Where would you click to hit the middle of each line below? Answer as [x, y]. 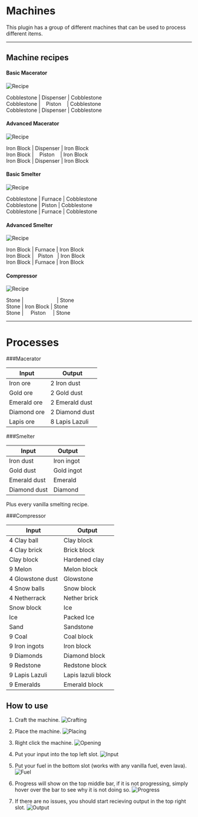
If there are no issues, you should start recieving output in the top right [100, 801]
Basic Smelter [24, 174]
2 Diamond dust [72, 412]
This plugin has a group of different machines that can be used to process [96, 27]
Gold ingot [68, 470]
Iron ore [20, 383]
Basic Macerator [27, 73]
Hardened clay [84, 560]
